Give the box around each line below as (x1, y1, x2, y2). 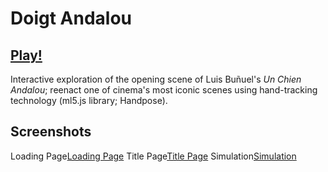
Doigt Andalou (10, 7, 132, 30)
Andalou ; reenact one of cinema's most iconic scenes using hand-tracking (10, 84, 318, 96)
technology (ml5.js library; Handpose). (10, 95, 168, 106)
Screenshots (10, 123, 92, 141)
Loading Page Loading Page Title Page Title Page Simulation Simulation (10, 150, 297, 162)
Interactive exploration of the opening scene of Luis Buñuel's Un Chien (10, 73, 302, 85)
